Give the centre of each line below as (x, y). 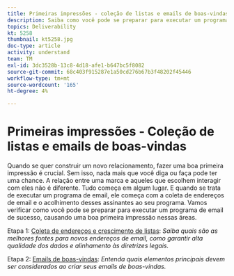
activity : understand (39, 53)
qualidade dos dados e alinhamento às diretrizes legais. (88, 246)
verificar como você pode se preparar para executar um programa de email (116, 210)
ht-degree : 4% (28, 91)
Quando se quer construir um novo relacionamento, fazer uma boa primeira (116, 166)
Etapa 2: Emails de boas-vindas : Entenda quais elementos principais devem (116, 259)
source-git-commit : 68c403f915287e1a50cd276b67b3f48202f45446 (99, 72)
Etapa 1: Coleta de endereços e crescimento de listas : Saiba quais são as (112, 231)
